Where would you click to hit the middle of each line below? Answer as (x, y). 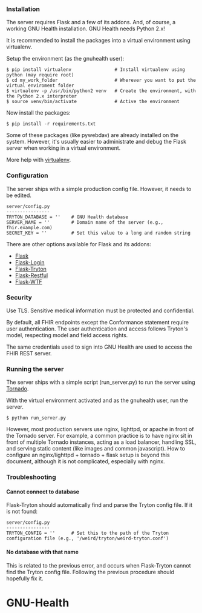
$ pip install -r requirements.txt (51, 124)
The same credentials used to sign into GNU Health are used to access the (99, 347)
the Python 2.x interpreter (42, 96)
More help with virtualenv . (39, 160)
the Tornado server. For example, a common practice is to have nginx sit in (99, 436)
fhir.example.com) (29, 227)
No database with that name (42, 552)
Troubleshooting (31, 477)
